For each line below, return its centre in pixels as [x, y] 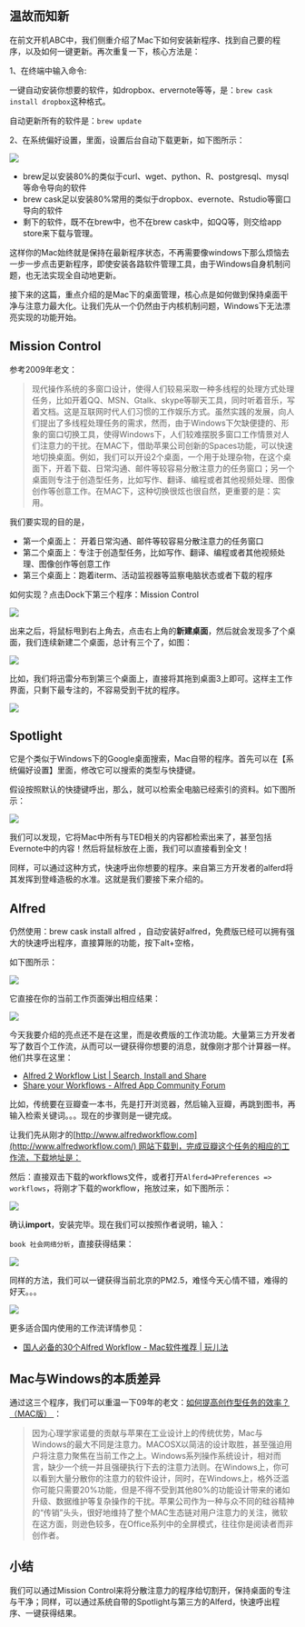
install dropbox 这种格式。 [60, 101]
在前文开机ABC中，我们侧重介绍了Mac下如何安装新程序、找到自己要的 [141, 40]
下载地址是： [57, 1158]
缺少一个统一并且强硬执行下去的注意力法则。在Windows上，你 [164, 1467]
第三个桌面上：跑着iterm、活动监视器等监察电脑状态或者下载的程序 [148, 574]
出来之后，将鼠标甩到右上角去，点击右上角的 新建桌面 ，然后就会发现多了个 [148, 631]
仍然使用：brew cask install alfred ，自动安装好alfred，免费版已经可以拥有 [148, 932]
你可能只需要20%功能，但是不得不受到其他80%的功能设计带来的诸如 [161, 1490]
